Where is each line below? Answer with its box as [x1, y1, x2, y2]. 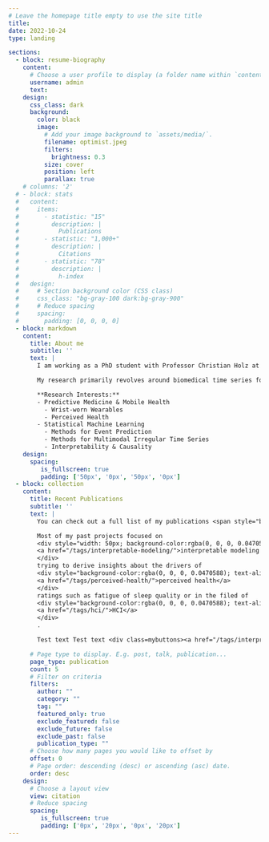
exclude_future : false [37, 725, 113, 733]
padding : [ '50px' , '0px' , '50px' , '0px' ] [40, 472, 181, 481]
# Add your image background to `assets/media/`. [43, 131, 214, 139]
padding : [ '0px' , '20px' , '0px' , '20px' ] [40, 822, 181, 830]
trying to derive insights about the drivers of [37, 562, 203, 570]
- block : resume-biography [15, 56, 106, 64]
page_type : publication [29, 658, 110, 666]
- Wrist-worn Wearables [43, 406, 124, 414]
